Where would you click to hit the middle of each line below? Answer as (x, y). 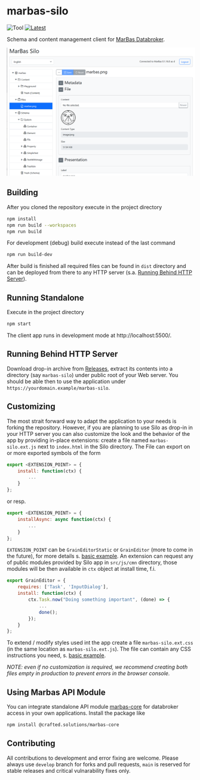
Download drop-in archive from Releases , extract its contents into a (90, 368)
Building (22, 193)
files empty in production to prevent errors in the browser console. (88, 673)
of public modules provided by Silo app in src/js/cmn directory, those (92, 562)
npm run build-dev (30, 255)
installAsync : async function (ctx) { (64, 519)
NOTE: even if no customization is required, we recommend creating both (97, 667)
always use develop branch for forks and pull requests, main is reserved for (99, 764)
